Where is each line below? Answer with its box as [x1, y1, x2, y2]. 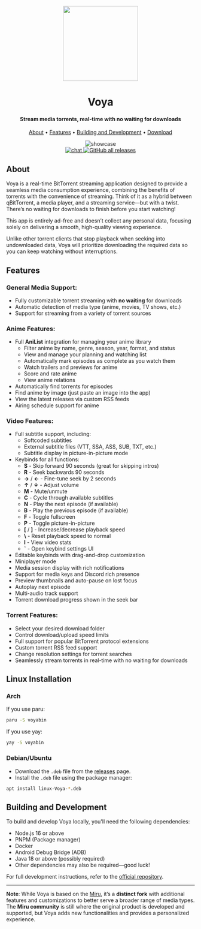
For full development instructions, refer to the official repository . [6, 873, 164, 880]
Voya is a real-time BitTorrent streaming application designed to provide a [6, 180, 188, 187]
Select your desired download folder [14, 624, 105, 632]
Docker [14, 843, 33, 850]
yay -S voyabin [6, 739, 44, 746]
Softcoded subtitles [23, 437, 72, 444]
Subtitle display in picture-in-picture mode [23, 450, 129, 457]
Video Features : [6, 417, 54, 425]
